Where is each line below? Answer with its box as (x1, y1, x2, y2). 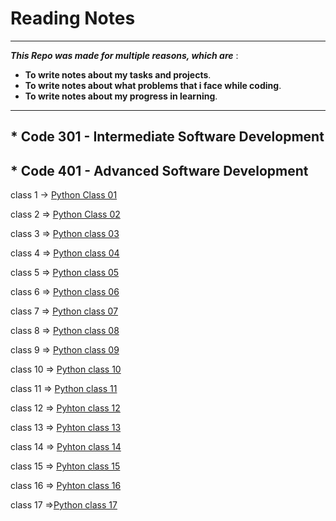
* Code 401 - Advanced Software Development (10, 162, 309, 179)
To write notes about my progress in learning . (24, 90, 218, 102)
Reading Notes (10, 7, 136, 30)
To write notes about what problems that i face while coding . (24, 79, 282, 91)
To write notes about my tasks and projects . (24, 68, 212, 81)
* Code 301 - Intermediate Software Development (10, 128, 325, 146)
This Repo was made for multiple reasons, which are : (10, 49, 239, 61)
